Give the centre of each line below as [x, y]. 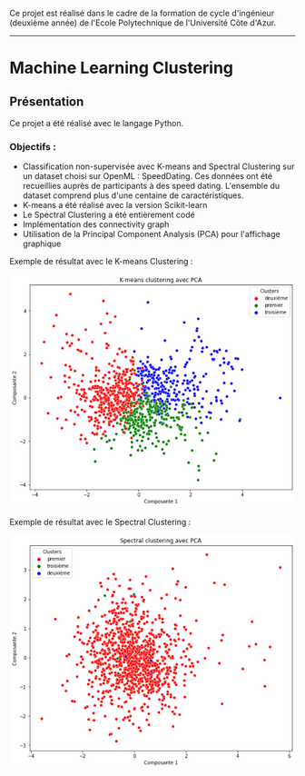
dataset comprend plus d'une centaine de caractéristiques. [133, 195]
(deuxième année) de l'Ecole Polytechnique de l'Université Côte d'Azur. [143, 23]
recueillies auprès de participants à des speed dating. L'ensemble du [151, 186]
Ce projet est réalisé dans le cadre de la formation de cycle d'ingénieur [142, 13]
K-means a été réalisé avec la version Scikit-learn [115, 205]
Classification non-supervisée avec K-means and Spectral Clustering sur [158, 166]
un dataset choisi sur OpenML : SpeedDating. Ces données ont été [148, 176]
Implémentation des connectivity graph [96, 224]
